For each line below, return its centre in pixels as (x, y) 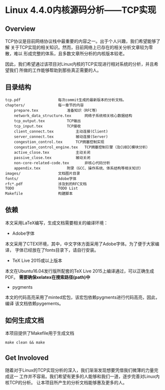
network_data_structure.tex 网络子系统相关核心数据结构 (73, 116)
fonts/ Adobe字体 (41, 178)
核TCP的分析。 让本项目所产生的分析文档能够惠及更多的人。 (66, 383)
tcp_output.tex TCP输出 (48, 121)
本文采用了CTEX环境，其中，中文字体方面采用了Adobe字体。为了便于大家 (80, 244)
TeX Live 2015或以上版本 (37, 260)
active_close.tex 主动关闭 (52, 152)
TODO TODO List (42, 188)
